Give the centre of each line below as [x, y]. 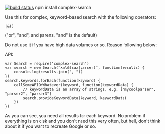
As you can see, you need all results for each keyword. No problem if [75, 116]
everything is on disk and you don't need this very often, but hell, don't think [83, 121]
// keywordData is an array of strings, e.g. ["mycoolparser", [89, 89]
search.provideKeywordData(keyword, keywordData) [75, 98]
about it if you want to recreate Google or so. [51, 126]
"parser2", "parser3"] [28, 94]
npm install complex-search [63, 8]
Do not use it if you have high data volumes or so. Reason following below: [81, 45]
